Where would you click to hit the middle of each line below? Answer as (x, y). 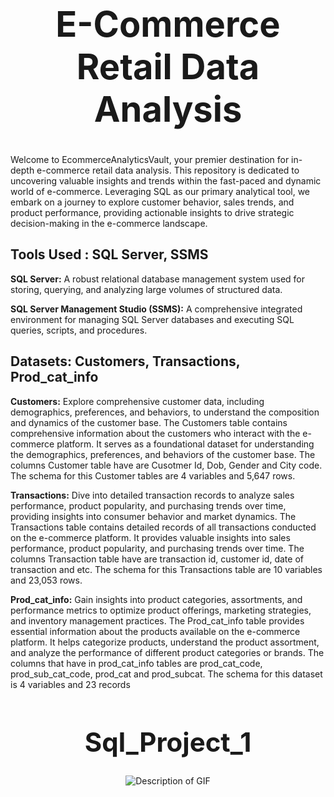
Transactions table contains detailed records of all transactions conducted (163, 527)
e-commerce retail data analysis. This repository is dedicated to (168, 170)
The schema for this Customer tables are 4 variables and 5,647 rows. (153, 475)
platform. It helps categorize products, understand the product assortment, (165, 642)
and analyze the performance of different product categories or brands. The (167, 652)
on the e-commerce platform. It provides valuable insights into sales (150, 537)
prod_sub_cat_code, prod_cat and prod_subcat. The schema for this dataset (166, 674)
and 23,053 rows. (46, 580)
